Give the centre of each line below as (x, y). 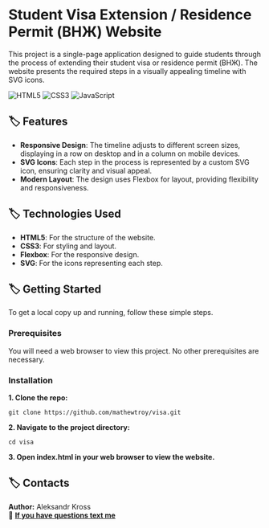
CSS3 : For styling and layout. (68, 246)
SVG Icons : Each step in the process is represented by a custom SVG (135, 162)
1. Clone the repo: (38, 397)
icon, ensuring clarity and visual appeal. (86, 170)
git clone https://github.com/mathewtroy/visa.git (95, 412)
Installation (31, 380)
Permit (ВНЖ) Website (85, 32)
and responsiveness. (55, 187)
